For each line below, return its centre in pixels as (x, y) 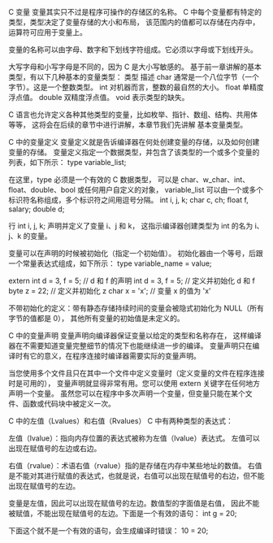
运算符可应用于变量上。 (48, 32)
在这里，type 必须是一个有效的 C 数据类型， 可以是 (94, 180)
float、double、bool (42, 190)
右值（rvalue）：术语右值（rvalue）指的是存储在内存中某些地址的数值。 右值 (135, 465)
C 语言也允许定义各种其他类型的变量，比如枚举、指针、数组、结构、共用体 (133, 115)
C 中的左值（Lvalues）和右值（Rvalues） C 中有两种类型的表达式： (121, 421)
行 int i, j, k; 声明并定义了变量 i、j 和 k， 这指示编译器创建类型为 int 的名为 (131, 226)
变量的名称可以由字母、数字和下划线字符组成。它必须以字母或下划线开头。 (133, 50)
